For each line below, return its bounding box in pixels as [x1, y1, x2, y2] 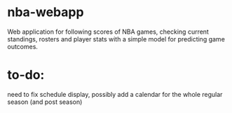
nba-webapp [7, 4, 84, 20]
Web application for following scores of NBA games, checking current [7, 27, 209, 36]
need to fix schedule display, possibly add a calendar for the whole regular [7, 90, 223, 98]
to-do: [7, 67, 45, 83]
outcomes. [7, 42, 39, 51]
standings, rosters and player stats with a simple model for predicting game [7, 34, 226, 43]
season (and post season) [7, 98, 83, 106]
